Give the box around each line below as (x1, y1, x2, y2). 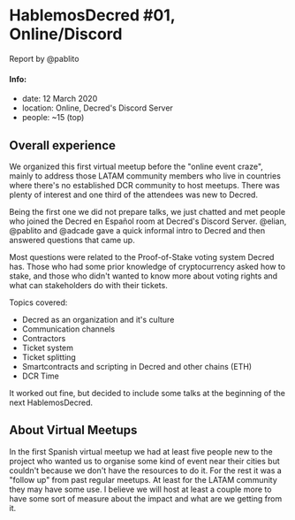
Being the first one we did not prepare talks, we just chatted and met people (9, 206, 285, 217)
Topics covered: (9, 297, 68, 308)
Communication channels (21, 324, 116, 334)
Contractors (21, 333, 66, 343)
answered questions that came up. (9, 234, 135, 245)
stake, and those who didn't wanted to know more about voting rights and (9, 271, 278, 281)
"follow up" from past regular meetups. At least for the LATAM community (9, 474, 278, 485)
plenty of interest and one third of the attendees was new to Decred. (9, 189, 259, 200)
